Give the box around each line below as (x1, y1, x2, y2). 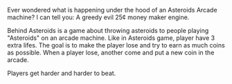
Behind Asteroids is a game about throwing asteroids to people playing (7, 27, 209, 34)
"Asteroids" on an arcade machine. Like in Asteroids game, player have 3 (7, 34, 215, 42)
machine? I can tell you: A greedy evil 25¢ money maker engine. (7, 13, 190, 21)
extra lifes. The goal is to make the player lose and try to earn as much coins (7, 41, 225, 49)
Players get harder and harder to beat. (7, 69, 116, 77)
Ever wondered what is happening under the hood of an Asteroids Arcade (7, 6, 217, 14)
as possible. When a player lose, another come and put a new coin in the (7, 48, 215, 56)
